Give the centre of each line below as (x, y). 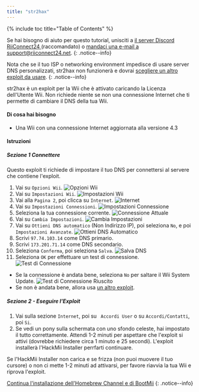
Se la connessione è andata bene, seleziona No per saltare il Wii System (102, 275)
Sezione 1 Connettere (33, 155)
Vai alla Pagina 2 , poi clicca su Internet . (64, 200)
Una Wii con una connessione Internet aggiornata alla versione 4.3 (97, 128)
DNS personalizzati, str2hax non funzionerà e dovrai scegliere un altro (92, 70)
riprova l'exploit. (26, 372)
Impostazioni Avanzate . (44, 232)
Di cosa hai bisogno (31, 115)
